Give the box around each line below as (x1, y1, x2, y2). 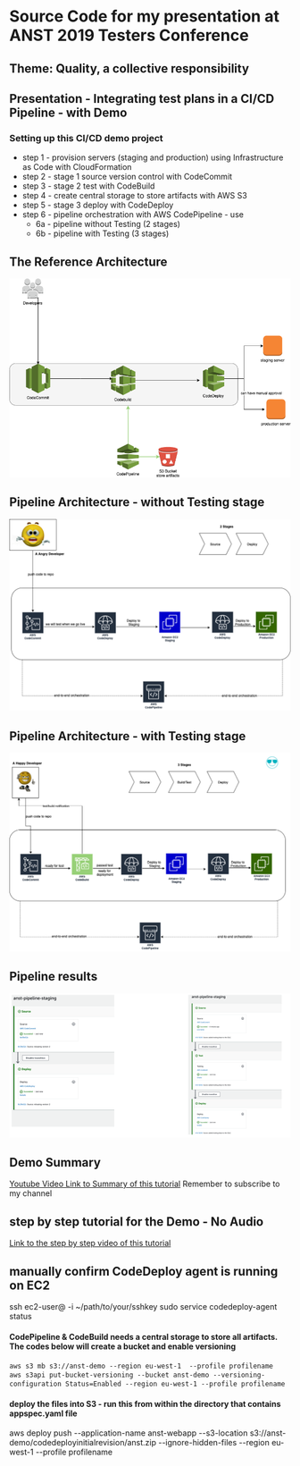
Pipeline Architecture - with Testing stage (9, 729, 246, 744)
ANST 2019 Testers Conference (9, 25, 249, 46)
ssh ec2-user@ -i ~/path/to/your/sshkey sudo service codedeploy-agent (9, 1302, 278, 1312)
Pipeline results (9, 969, 98, 984)
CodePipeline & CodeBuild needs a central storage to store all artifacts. (9, 1331, 279, 1342)
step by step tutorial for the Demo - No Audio (9, 1214, 264, 1229)
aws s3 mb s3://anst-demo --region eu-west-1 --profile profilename (9, 1361, 274, 1371)
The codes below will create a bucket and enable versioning (9, 1341, 237, 1352)
